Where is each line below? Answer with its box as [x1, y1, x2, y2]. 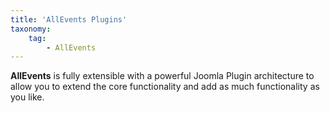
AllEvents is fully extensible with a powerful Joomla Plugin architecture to [10, 70, 315, 82]
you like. [10, 91, 45, 103]
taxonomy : [10, 24, 52, 34]
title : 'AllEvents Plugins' [10, 14, 128, 25]
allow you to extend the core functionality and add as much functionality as [10, 81, 320, 93]
